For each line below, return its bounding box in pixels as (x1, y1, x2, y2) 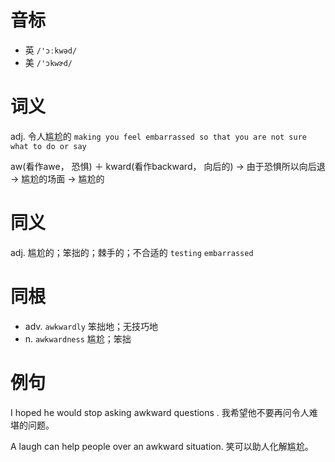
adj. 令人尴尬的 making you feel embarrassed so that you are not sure (10, 130, 307, 142)
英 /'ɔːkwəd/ (24, 44, 78, 56)
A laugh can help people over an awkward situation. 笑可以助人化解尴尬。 (10, 440, 314, 452)
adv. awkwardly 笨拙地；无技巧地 (24, 320, 158, 332)
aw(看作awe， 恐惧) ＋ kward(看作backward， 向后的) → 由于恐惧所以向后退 (10, 160, 326, 172)
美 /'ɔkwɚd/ (24, 56, 73, 68)
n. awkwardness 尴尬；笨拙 (24, 332, 132, 345)
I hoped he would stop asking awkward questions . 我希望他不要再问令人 (10, 406, 310, 418)
